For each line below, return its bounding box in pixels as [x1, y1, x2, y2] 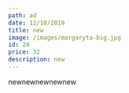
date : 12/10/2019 [8, 19, 65, 27]
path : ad [8, 11, 37, 20]
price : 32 [8, 48, 41, 56]
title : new [8, 26, 44, 34]
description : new [8, 56, 65, 64]
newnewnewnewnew [8, 76, 77, 87]
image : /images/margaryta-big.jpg [8, 33, 122, 42]
